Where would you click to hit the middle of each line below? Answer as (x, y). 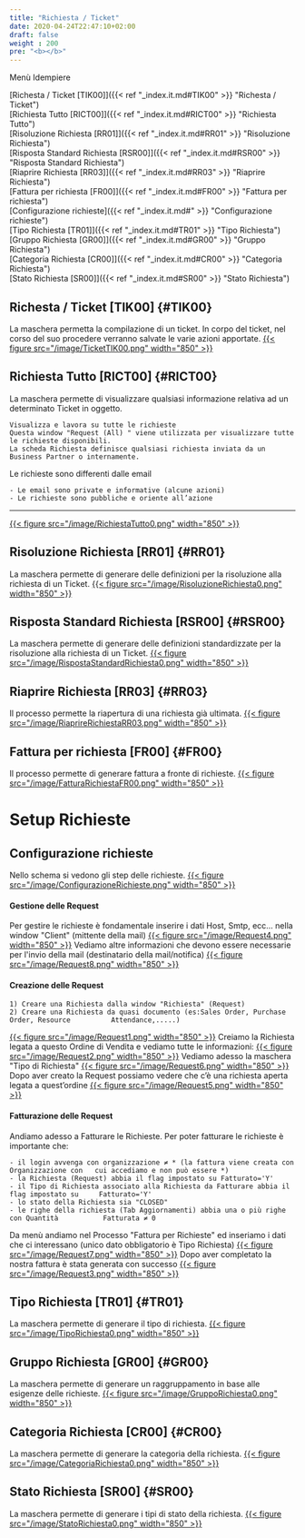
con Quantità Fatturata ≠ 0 (83, 1218)
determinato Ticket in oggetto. (66, 408)
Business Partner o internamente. (75, 456)
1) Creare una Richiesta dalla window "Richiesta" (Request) (128, 1005)
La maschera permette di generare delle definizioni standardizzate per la (145, 644)
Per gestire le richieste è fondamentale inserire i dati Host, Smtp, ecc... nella (151, 926)
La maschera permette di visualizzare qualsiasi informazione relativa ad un (149, 398)
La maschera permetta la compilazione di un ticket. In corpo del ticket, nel (148, 329)
